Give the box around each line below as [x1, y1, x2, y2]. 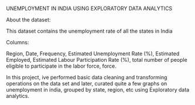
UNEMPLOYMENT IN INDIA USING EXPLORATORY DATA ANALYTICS [6, 5, 173, 12]
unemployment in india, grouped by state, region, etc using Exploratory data [6, 86, 190, 93]
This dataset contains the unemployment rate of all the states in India [6, 27, 173, 34]
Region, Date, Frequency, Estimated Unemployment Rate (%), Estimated [6, 50, 180, 57]
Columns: [6, 39, 29, 45]
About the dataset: [6, 16, 51, 23]
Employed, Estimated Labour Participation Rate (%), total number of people [6, 57, 187, 63]
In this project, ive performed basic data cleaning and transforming [6, 74, 167, 80]
